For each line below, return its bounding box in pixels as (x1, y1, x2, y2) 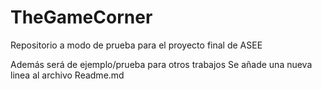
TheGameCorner (10, 6, 153, 29)
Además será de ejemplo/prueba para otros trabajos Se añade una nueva (10, 58, 313, 70)
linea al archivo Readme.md (10, 69, 125, 81)
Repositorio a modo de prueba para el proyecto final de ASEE (10, 39, 263, 51)
